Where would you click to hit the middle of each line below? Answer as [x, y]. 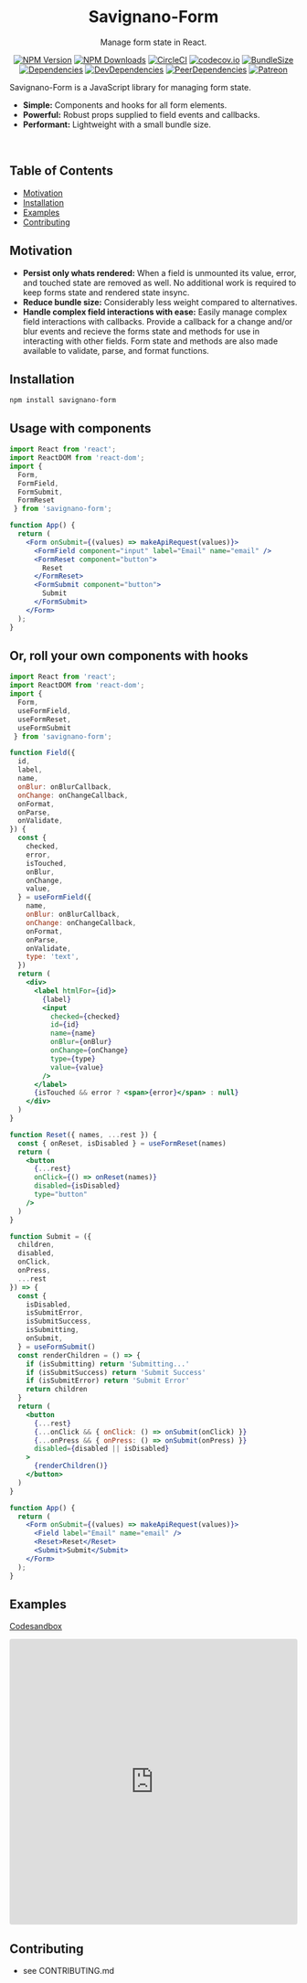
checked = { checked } [85, 1017]
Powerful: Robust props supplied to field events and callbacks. [141, 114]
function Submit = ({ [51, 1236]
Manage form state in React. [153, 42]
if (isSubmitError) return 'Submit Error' [108, 1381]
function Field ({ [42, 753]
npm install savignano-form [63, 400]
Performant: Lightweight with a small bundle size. [117, 124]
